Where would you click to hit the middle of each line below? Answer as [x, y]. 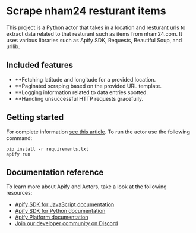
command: [19, 138]
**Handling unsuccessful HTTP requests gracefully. [79, 98]
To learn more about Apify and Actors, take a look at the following [87, 187]
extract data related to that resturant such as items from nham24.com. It [94, 33]
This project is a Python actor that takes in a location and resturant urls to [96, 27]
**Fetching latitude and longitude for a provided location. [85, 79]
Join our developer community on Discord [66, 223]
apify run [18, 154]
